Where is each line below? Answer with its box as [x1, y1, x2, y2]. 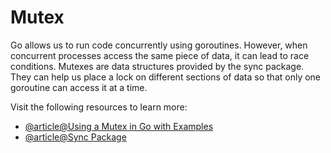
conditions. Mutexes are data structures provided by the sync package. [10, 60, 305, 72]
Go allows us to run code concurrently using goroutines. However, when [10, 39, 308, 51]
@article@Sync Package [24, 131, 127, 143]
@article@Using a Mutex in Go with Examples [24, 120, 214, 132]
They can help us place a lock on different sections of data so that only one [10, 71, 322, 83]
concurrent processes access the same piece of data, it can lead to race [10, 49, 310, 61]
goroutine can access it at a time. [10, 81, 148, 93]
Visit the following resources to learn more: [10, 101, 188, 113]
